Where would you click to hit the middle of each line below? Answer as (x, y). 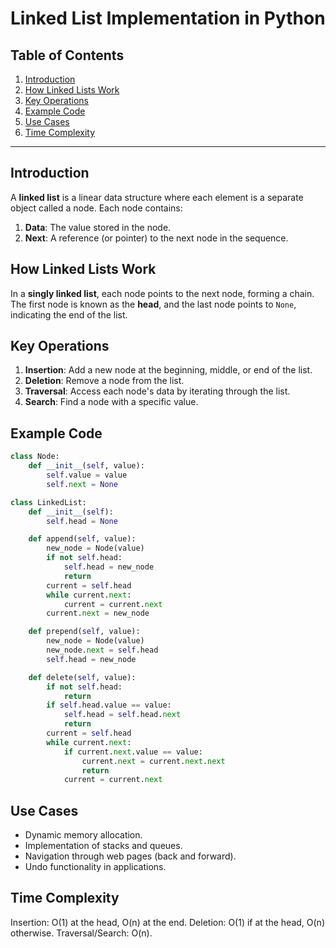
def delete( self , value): (82, 677)
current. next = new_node (98, 613)
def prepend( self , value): (84, 632)
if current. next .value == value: (133, 752)
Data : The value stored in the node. (98, 227)
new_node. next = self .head (102, 650)
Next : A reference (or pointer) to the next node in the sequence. (156, 238)
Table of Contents (67, 55)
